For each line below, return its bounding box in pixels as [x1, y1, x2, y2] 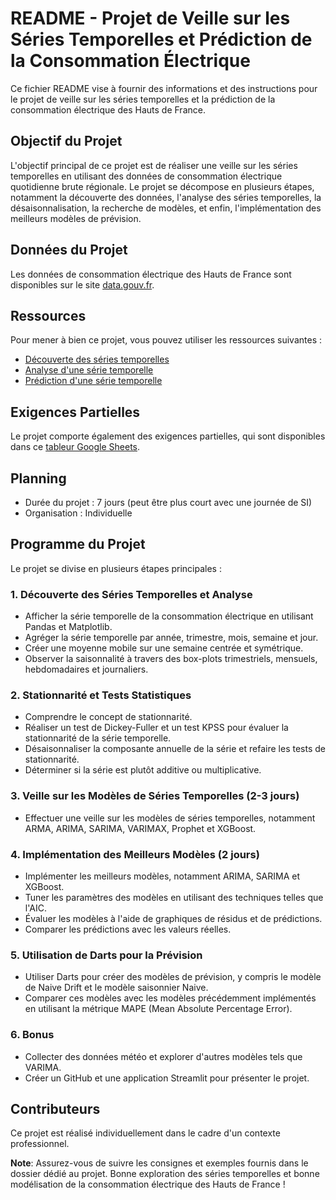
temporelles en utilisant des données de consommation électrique [10, 170, 283, 182]
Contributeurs [10, 1100, 101, 1117]
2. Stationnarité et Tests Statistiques [10, 688, 192, 702]
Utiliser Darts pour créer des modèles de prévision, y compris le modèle [24, 971, 322, 983]
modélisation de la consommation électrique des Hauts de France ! [10, 1178, 286, 1191]
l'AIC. [24, 902, 47, 914]
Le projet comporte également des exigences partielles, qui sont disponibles [10, 430, 326, 442]
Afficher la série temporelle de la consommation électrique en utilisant [24, 610, 314, 622]
